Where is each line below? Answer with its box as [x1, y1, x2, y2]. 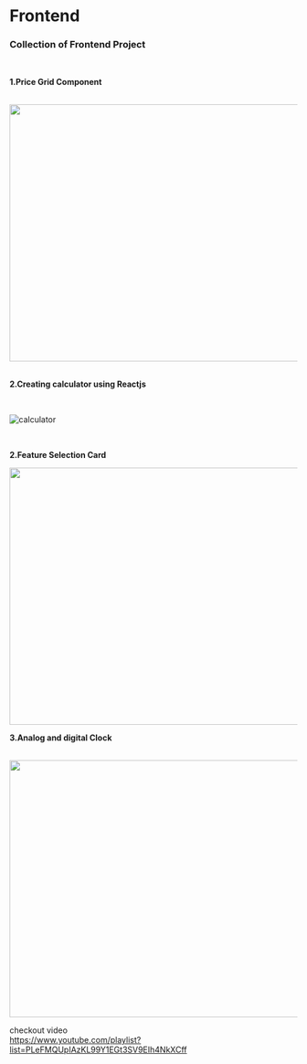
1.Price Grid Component [9, 77, 102, 88]
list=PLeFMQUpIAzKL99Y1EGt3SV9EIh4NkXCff [9, 1044, 187, 1056]
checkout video [9, 1025, 69, 1036]
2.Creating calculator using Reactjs [9, 378, 146, 389]
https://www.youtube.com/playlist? [9, 1035, 142, 1046]
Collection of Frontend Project [9, 38, 146, 51]
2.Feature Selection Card [9, 450, 107, 461]
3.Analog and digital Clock [9, 732, 112, 743]
